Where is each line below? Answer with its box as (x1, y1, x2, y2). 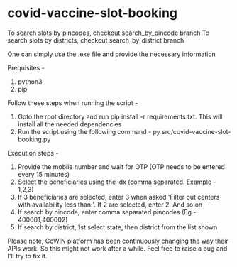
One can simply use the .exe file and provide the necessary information (7, 50, 216, 58)
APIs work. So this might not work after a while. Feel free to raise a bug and (7, 244, 228, 253)
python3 (17, 77, 43, 86)
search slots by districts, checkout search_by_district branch (7, 36, 184, 44)
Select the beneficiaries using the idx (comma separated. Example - (17, 178, 216, 186)
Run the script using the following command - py (17, 127, 161, 136)
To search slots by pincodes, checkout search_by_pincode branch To (7, 28, 210, 37)
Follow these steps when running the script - (7, 98, 138, 107)
